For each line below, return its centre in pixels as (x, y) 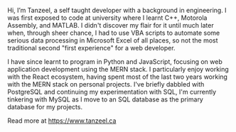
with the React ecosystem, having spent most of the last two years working (117, 77)
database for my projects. (45, 107)
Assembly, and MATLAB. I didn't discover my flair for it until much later (111, 25)
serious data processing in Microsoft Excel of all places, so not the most (113, 40)
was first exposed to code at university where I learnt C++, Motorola (107, 18)
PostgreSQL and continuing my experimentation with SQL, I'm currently (112, 92)
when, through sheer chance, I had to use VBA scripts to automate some (114, 33)
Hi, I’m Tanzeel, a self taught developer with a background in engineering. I (117, 10)
